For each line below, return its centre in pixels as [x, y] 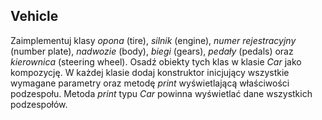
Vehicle [34, 16]
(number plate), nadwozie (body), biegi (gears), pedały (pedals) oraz [152, 51]
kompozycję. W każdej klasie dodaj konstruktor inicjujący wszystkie [150, 72]
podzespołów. [39, 104]
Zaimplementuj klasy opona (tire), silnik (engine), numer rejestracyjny [153, 40]
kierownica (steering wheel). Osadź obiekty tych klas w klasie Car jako [156, 61]
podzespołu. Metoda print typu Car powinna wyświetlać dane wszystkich [161, 93]
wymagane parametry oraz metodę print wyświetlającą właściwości [150, 83]
